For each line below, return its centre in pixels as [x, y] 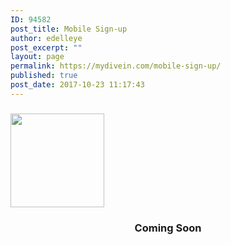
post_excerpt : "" [46, 47]
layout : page [37, 57]
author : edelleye [46, 38]
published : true [44, 76]
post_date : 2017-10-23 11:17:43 [77, 85]
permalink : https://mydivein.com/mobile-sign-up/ [116, 66]
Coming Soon [168, 228]
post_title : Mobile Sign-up [69, 29]
